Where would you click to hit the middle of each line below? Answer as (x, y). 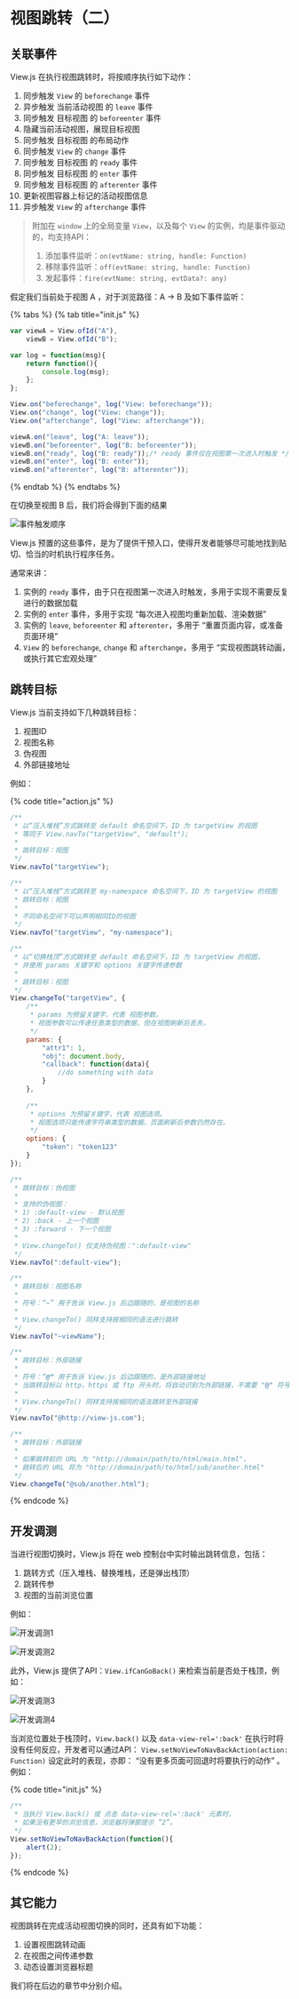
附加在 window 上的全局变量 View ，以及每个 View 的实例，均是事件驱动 (158, 226)
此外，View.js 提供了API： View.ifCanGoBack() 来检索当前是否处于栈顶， (141, 1671)
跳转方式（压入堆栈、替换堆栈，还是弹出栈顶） (108, 1573)
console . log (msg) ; (76, 372)
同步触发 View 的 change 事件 (75, 151)
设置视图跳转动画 (54, 1945)
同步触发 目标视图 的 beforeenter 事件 (92, 118)
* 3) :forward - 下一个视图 (63, 1229)
